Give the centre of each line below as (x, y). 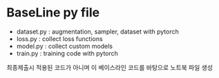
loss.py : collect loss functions (59, 38)
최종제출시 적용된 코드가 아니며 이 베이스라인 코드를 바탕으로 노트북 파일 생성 (110, 67)
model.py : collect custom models (65, 46)
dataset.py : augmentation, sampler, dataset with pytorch (97, 31)
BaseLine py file (53, 13)
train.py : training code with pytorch (67, 53)
